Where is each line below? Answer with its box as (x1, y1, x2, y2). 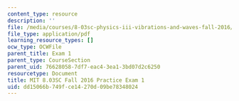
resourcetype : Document (7, 70, 78, 77)
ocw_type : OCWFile (7, 43, 62, 51)
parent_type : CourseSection (7, 57, 91, 64)
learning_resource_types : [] (7, 37, 94, 44)
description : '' (7, 17, 55, 24)
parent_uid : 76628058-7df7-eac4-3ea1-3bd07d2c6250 (7, 63, 161, 70)
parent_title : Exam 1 (7, 51, 72, 58)
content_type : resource (7, 10, 78, 18)
